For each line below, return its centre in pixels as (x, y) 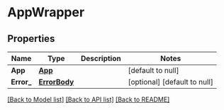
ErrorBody (56, 82)
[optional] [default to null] (171, 82)
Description (101, 59)
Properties (31, 39)
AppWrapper (46, 12)
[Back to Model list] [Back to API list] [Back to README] (89, 99)
